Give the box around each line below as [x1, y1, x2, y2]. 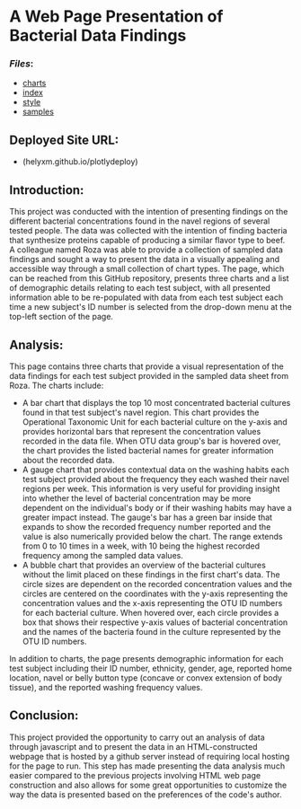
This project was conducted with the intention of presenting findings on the [9, 207, 288, 217]
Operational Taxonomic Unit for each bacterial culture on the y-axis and [22, 416, 288, 427]
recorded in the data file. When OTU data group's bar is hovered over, [22, 435, 281, 446]
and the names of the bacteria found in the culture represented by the [22, 626, 281, 637]
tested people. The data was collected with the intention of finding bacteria [9, 225, 288, 236]
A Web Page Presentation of [9, 6, 224, 27]
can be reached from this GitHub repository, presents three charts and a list [9, 273, 289, 284]
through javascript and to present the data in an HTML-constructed [9, 741, 258, 752]
